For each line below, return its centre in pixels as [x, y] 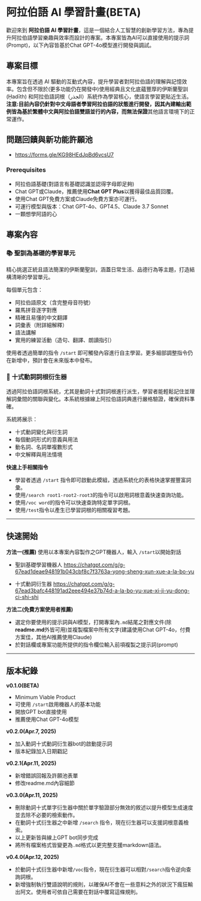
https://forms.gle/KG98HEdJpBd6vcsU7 [64, 154]
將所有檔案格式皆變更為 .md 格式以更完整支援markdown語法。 [89, 845]
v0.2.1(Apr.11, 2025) [31, 764]
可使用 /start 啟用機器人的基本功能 [58, 704]
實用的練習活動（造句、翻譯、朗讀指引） [65, 340]
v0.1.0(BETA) [23, 686]
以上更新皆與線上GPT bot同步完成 [57, 837]
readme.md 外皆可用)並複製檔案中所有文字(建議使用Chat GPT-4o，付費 [103, 629]
